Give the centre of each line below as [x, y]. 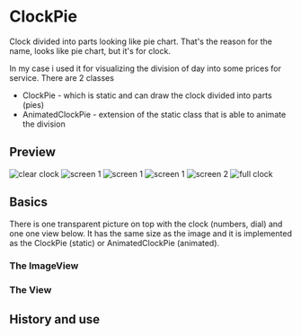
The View [31, 290]
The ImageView [44, 266]
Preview [33, 152]
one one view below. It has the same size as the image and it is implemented [150, 233]
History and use [55, 319]
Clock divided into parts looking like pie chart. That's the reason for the [141, 41]
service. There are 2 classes [62, 77]
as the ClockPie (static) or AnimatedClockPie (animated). [115, 243]
